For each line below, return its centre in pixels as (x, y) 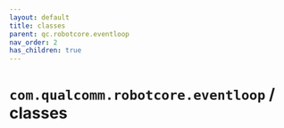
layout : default (39, 17)
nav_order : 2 (33, 42)
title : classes (38, 26)
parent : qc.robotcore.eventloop (69, 34)
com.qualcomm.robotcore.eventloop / (142, 95)
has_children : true (46, 51)
